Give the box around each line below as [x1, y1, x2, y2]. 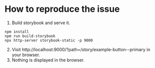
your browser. [11, 52, 40, 58]
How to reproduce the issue [4, 3, 120, 15]
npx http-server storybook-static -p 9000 [4, 38, 93, 43]
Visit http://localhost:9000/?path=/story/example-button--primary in [11, 46, 151, 52]
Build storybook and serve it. [11, 20, 70, 26]
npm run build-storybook [4, 34, 56, 38]
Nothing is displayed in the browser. [11, 57, 85, 63]
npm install [4, 29, 29, 34]
